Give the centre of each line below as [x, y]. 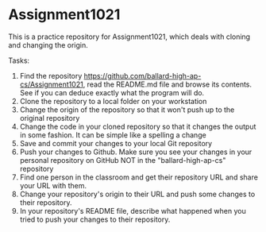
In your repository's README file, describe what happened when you [133, 211]
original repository [50, 118]
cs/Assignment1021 [51, 84]
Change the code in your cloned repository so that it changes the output [138, 126]
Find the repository [51, 75]
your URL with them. [53, 185]
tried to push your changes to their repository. [95, 219]
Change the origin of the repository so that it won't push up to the [127, 110]
